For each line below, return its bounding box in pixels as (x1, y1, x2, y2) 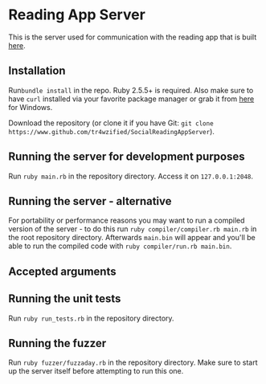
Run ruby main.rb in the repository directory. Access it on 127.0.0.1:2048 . (8, 171, 254, 181)
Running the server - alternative (8, 194, 172, 208)
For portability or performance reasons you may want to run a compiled (8, 215, 245, 226)
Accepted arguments (8, 264, 117, 278)
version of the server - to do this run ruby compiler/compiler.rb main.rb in (8, 224, 257, 234)
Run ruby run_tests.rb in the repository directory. (8, 313, 174, 323)
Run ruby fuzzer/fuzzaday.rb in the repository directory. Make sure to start (8, 357, 258, 367)
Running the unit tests (8, 292, 121, 306)
